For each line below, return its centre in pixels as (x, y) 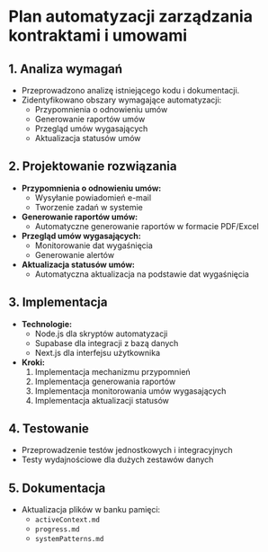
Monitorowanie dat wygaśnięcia (94, 245)
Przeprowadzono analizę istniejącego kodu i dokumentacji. (130, 90)
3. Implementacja (58, 303)
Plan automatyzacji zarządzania (131, 17)
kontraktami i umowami (98, 36)
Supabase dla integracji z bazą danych (107, 343)
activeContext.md (67, 520)
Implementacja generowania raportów (105, 381)
